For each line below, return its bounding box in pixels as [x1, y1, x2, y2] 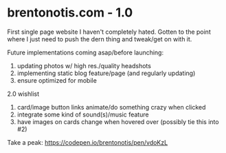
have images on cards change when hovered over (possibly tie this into [16, 117, 219, 125]
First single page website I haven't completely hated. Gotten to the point [7, 28, 211, 36]
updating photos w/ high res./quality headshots [16, 61, 151, 70]
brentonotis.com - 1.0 [7, 5, 133, 21]
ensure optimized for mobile [16, 76, 98, 84]
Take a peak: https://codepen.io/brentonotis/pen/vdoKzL [7, 138, 168, 146]
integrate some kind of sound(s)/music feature [16, 110, 149, 119]
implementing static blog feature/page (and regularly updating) [16, 69, 196, 77]
